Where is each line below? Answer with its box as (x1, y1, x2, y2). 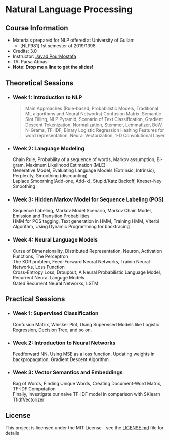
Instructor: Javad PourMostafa (12, 53, 77, 59)
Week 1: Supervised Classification (12, 310, 99, 317)
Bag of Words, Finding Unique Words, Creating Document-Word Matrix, (12, 380, 162, 386)
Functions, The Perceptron (12, 253, 68, 259)
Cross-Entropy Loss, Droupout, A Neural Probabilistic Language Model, (12, 269, 161, 275)
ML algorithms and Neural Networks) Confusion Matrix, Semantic (25, 110, 162, 117)
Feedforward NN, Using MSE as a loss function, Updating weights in (12, 351, 155, 357)
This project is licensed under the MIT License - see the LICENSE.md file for (5, 424, 164, 431)
